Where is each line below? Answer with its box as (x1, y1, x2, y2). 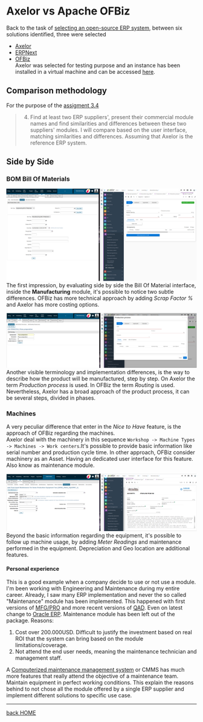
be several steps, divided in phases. (6, 394, 95, 402)
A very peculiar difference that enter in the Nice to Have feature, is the (6, 423, 181, 431)
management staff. (14, 654, 62, 662)
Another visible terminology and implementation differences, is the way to (6, 368, 190, 376)
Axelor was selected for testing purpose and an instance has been (14, 62, 181, 69)
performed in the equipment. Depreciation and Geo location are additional (6, 545, 190, 552)
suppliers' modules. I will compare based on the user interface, (30, 126, 187, 134)
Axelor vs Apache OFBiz (6, 4, 130, 18)
